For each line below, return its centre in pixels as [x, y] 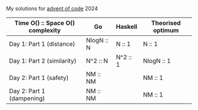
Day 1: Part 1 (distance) [42, 44]
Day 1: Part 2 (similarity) [43, 61]
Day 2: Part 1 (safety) [39, 78]
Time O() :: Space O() [45, 23]
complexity [44, 30]
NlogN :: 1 [157, 61]
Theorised [166, 23]
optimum [166, 30]
